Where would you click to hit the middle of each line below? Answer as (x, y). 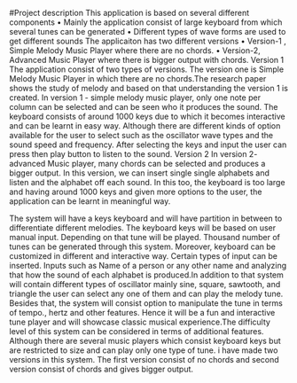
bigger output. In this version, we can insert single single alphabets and (140, 173)
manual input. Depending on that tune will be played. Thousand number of (145, 237)
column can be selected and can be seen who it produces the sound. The (144, 107)
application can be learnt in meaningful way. (90, 201)
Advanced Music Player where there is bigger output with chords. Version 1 (147, 60)
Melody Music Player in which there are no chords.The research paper (138, 78)
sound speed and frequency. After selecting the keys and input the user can (148, 145)
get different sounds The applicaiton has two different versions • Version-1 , (148, 41)
